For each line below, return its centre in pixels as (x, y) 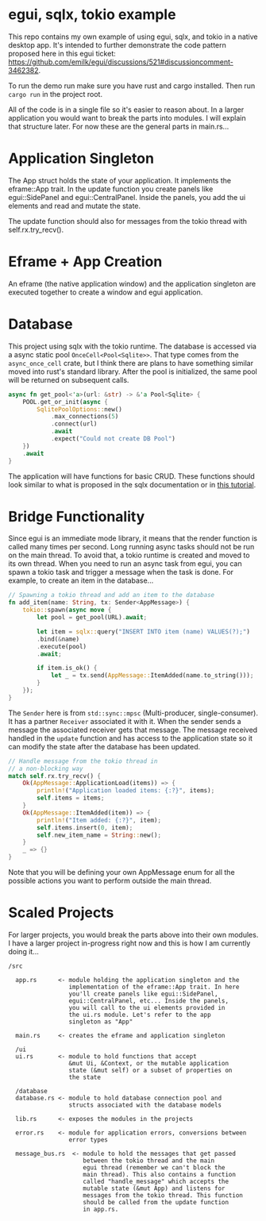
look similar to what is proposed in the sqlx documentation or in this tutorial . (132, 484)
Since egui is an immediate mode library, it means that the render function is (133, 538)
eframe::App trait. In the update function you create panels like (111, 189)
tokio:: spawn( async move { (67, 610)
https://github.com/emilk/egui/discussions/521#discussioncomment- (121, 62)
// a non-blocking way (46, 768)
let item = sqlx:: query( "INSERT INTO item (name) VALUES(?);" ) (143, 632)
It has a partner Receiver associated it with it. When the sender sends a (125, 721)
